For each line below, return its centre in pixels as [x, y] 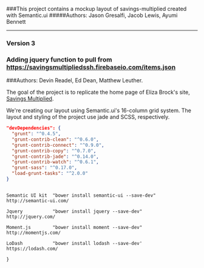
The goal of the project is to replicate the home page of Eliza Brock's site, [98, 92]
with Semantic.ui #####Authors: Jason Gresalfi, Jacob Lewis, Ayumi [92, 15]
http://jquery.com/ [31, 217]
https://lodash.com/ [32, 249]
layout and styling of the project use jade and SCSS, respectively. [88, 117]
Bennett [16, 22]
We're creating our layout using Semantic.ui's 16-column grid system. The [99, 111]
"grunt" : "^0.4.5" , [36, 134]
